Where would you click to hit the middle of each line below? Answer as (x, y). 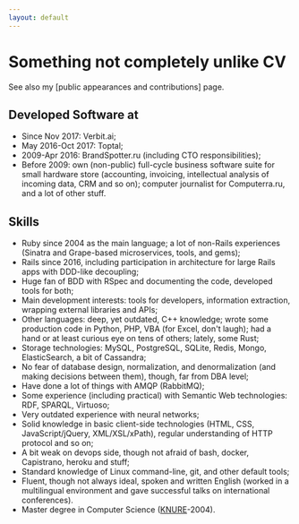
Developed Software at (74, 114)
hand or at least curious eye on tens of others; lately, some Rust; (140, 339)
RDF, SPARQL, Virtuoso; (65, 405)
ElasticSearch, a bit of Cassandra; (84, 357)
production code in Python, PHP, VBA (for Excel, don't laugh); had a (146, 329)
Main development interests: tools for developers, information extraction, (156, 300)
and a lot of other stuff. (64, 193)
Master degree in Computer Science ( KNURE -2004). (118, 510)
